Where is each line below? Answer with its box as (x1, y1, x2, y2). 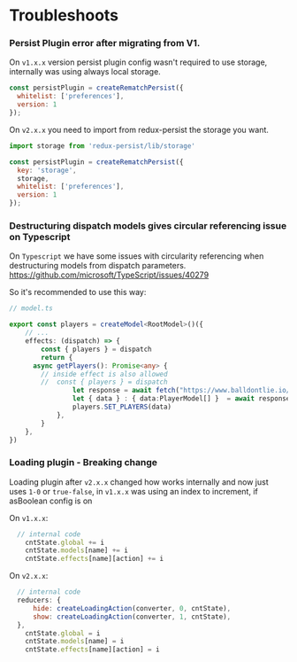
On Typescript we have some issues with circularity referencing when (9, 251, 264, 261)
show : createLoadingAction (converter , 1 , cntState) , (32, 612, 232, 621)
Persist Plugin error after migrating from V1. (9, 37, 201, 50)
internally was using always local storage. (9, 66, 161, 77)
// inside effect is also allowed (41, 370, 168, 378)
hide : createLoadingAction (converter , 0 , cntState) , (32, 604, 232, 612)
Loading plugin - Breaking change (9, 456, 157, 469)
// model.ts (9, 304, 53, 313)
